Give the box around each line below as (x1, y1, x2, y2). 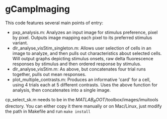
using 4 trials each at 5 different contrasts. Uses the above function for (12, 81, 158, 87)
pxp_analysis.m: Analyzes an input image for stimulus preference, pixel (12, 29, 158, 35)
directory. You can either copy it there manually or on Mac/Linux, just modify (5, 103, 162, 109)
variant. (12, 40, 28, 45)
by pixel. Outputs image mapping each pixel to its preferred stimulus (12, 35, 153, 40)
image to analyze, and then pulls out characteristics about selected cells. (12, 50, 162, 56)
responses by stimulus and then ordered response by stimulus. (12, 61, 142, 67)
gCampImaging (5, 3, 70, 15)
